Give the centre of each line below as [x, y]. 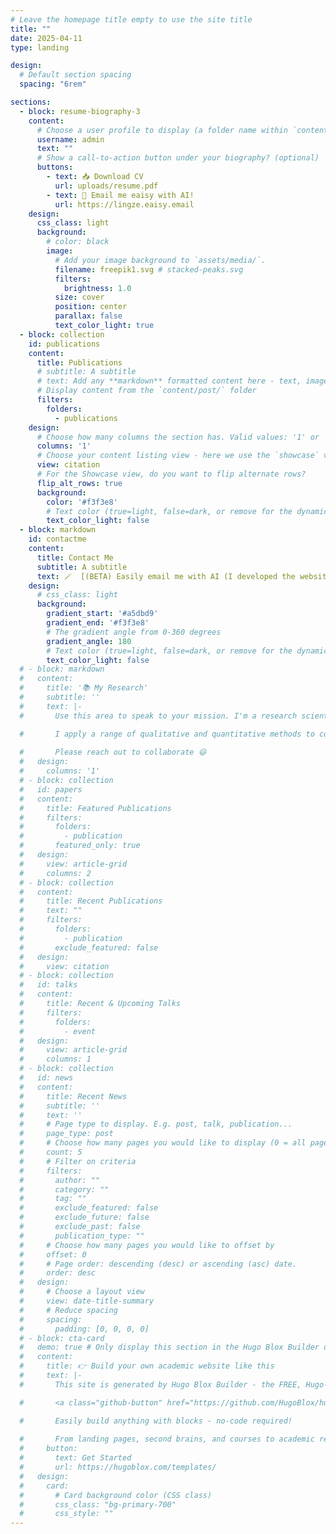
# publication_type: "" [82, 1236]
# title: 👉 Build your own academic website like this [147, 1366]
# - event [58, 1031]
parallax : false [88, 316]
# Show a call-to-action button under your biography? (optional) [178, 158]
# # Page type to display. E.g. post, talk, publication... [156, 1124]
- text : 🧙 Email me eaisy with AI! [120, 195]
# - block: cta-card [62, 1338]
